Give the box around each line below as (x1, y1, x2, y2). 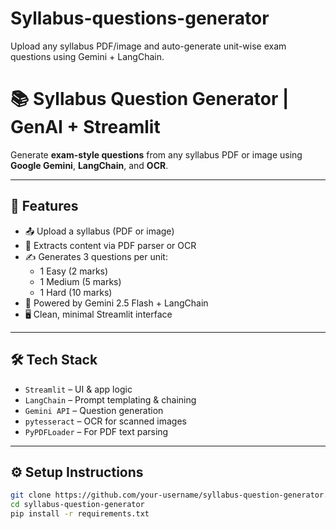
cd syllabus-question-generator (10, 500, 145, 510)
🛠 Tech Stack (10, 352, 98, 369)
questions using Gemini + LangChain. (10, 50, 165, 62)
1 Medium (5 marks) (39, 275, 122, 287)
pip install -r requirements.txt (10, 509, 150, 519)
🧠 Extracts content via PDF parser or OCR (24, 239, 197, 251)
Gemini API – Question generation (24, 404, 164, 416)
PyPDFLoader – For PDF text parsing (24, 425, 169, 437)
